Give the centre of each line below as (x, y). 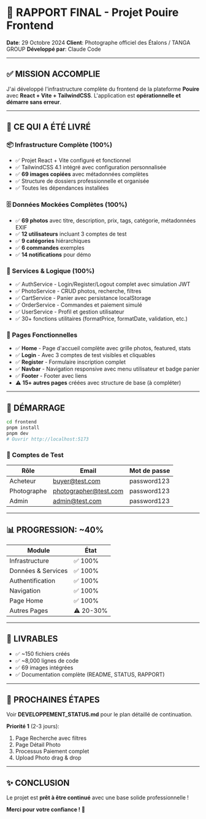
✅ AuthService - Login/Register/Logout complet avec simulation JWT (103, 284)
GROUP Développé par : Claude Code (54, 49)
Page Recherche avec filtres (51, 738)
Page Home (26, 601)
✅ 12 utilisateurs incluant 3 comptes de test (71, 234)
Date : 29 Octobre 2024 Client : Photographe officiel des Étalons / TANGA (98, 42)
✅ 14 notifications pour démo (53, 255)
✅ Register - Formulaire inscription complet (71, 362)
